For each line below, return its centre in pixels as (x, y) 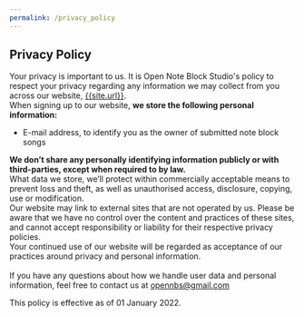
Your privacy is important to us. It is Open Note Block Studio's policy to (142, 76)
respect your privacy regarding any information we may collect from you (145, 86)
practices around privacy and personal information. (105, 256)
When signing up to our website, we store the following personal (132, 105)
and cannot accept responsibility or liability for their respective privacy (142, 227)
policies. (25, 237)
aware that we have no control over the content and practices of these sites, (152, 218)
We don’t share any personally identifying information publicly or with (144, 160)
